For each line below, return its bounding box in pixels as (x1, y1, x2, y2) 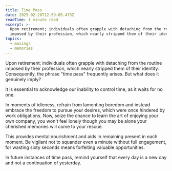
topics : (5, 36, 22, 42)
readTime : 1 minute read (5, 17, 58, 22)
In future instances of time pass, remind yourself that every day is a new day (5, 154, 167, 160)
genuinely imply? (5, 76, 41, 82)
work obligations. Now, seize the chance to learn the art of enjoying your (5, 112, 159, 119)
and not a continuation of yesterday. (5, 160, 82, 166)
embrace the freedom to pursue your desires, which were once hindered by (5, 107, 165, 113)
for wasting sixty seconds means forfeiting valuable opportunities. (5, 144, 145, 150)
